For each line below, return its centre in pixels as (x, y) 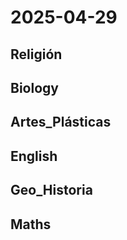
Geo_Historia (51, 190)
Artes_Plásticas (61, 122)
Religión (36, 54)
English (34, 156)
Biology (34, 87)
